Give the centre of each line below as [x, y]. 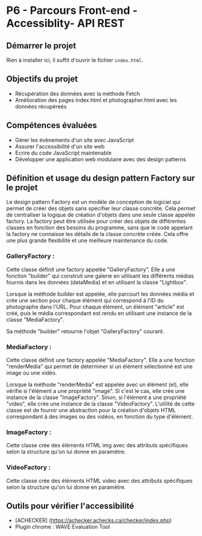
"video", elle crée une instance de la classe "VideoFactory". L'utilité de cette [100, 404]
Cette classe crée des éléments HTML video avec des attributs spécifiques [99, 480]
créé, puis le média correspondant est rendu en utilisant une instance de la [99, 313]
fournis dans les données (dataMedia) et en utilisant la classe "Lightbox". [97, 282]
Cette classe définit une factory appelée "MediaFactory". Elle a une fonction [100, 360]
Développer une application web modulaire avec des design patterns [100, 159]
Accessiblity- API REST [65, 23]
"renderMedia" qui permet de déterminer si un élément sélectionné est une [99, 366]
